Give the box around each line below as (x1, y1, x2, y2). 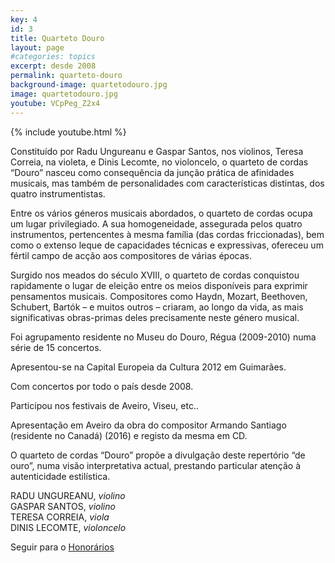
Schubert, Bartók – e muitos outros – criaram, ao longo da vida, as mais (10, 301, 304, 313)
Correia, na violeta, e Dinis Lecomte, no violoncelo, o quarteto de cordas (10, 156, 309, 168)
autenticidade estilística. (10, 470, 111, 482)
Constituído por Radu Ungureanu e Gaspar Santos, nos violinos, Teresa (10, 145, 304, 157)
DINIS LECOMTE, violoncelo (10, 521, 127, 533)
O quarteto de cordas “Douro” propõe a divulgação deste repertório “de (10, 449, 306, 461)
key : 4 (10, 14, 38, 25)
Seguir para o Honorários (10, 541, 115, 553)
